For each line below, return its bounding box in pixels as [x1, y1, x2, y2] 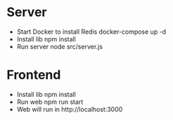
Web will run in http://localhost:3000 [16, 105, 123, 113]
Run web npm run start [16, 98, 84, 106]
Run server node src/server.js [16, 42, 103, 51]
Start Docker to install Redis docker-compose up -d [16, 27, 167, 36]
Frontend [6, 67, 61, 83]
